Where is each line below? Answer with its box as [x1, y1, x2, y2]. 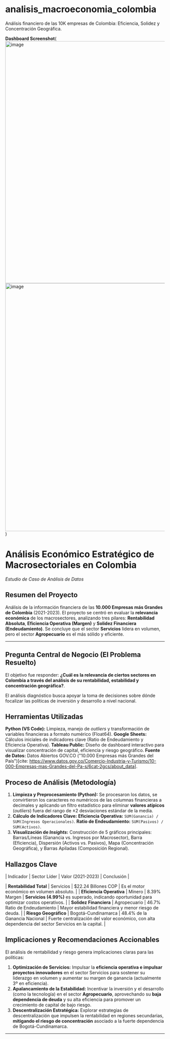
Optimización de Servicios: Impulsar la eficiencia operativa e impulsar [12, 964, 163, 970]
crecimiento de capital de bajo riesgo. [12, 1002, 92, 1008]
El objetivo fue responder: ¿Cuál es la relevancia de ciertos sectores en [5, 672, 156, 678]
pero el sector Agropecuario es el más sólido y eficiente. [5, 631, 124, 637]
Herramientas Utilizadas [5, 712, 83, 721]
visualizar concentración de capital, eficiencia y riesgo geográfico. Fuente [5, 747, 160, 754]
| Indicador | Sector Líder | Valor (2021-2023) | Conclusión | [5, 873, 130, 879]
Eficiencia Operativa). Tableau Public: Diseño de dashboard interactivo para [5, 742, 164, 748]
